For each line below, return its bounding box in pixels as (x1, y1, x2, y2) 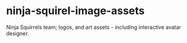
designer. (6, 29, 29, 37)
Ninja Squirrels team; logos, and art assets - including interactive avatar (6, 24, 181, 31)
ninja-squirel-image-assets (6, 4, 145, 18)
